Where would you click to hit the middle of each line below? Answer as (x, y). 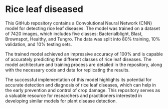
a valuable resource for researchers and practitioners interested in (73, 95)
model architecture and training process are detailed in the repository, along (84, 64)
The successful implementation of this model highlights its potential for (78, 79)
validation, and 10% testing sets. (39, 44)
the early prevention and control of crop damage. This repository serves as (83, 90)
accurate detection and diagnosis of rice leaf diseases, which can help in (81, 85)
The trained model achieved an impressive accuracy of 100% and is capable (84, 54)
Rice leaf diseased (44, 9)
